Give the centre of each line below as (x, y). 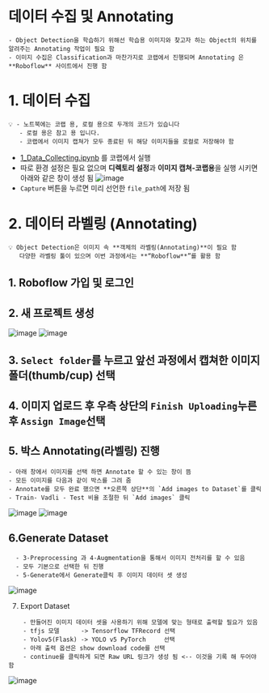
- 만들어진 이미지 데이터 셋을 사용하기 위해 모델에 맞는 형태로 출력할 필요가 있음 (141, 622)
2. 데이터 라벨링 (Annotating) (103, 224)
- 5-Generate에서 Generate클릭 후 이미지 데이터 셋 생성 (101, 575)
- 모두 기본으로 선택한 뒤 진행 (60, 567)
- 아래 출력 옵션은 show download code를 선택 (94, 648)
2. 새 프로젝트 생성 (51, 313)
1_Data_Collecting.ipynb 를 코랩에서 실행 (85, 157)
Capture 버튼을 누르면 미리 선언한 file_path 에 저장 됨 (105, 188)
